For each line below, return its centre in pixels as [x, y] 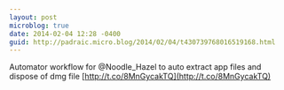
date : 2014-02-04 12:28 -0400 [65, 34]
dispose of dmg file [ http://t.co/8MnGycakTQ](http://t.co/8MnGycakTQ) [140, 77]
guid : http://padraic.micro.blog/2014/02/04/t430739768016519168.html [142, 42]
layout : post [33, 17]
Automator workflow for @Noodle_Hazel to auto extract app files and [135, 67]
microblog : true [39, 26]
